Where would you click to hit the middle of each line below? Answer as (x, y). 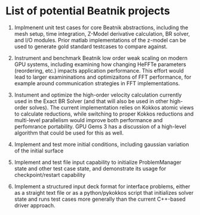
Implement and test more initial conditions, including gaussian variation (101, 144)
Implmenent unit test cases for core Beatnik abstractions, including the (101, 27)
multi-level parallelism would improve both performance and (88, 120)
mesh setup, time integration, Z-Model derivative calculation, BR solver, (102, 33)
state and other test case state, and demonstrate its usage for (90, 169)
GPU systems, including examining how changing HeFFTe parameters (100, 64)
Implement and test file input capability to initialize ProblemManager (98, 162)
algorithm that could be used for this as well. (69, 133)
